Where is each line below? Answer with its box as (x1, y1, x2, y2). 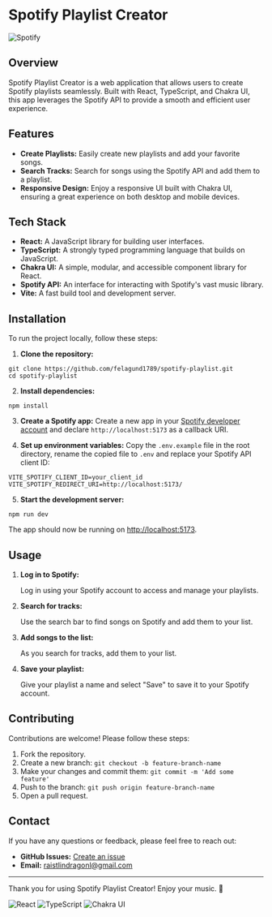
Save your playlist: (19, 664, 85, 674)
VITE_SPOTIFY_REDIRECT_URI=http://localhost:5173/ (8, 480, 183, 489)
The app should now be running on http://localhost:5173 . (8, 525, 198, 535)
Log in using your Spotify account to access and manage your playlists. (19, 586, 259, 595)
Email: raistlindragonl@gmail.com (19, 860, 134, 870)
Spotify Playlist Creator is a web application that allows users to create (8, 77, 244, 87)
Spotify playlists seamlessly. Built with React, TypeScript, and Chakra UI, (8, 86, 250, 96)
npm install (8, 402, 49, 411)
